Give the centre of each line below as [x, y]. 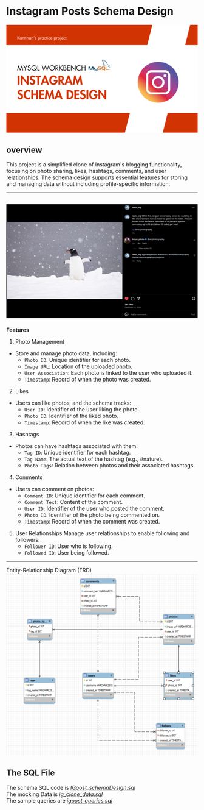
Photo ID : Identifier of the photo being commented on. [92, 515]
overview [24, 150]
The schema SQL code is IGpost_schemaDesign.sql [71, 787]
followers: [27, 540]
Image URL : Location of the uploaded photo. [78, 366]
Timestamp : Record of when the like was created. [84, 422]
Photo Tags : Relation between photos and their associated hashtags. [110, 466]
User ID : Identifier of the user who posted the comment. [94, 509]
